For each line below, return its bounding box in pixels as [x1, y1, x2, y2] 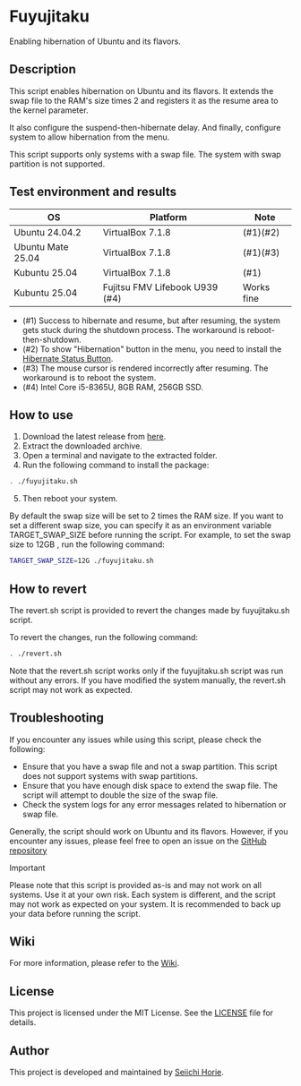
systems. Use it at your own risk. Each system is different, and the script [9, 889, 276, 900]
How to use [9, 407, 73, 423]
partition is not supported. [9, 158, 106, 169]
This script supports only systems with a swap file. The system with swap [9, 149, 282, 159]
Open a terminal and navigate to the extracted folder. [21, 450, 218, 461]
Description [9, 62, 76, 77]
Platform [149, 210, 188, 223]
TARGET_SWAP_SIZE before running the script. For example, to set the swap [9, 530, 291, 541]
